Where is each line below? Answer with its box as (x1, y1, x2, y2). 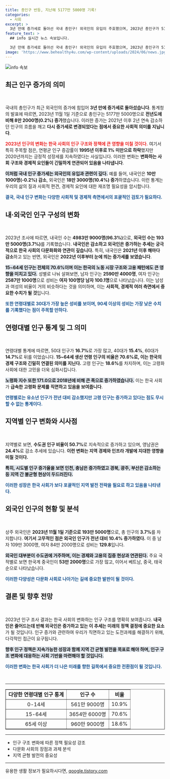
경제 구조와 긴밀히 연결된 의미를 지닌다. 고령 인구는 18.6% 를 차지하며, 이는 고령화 (5, 360, 165, 366)
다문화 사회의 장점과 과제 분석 (12, 746, 71, 752)
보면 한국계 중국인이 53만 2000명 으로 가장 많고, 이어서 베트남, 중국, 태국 (18, 559, 163, 565)
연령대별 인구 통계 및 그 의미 (5, 323, 87, 332)
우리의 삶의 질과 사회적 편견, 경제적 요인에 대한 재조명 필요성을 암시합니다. (5, 183, 151, 189)
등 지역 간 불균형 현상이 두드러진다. (5, 471, 73, 477)
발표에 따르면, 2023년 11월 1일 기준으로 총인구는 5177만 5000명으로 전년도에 (10, 111, 162, 117)
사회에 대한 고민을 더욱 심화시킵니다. (5, 366, 77, 373)
